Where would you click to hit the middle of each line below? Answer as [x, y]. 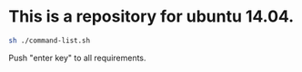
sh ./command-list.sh [50, 40]
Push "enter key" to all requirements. [77, 58]
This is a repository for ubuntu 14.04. [151, 17]
